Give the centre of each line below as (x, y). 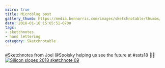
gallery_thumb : (21, 18)
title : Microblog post (28, 14)
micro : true (17, 9)
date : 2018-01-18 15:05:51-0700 (38, 23)
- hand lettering (23, 37)
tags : (11, 28)
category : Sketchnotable (30, 41)
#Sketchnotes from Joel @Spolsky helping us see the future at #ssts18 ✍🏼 (80, 55)
